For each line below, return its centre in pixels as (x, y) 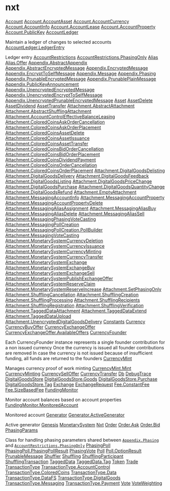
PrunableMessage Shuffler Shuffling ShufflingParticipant (64, 456)
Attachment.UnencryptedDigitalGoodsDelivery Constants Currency (75, 321)
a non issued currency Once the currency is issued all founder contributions (85, 347)
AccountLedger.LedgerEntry (35, 47)
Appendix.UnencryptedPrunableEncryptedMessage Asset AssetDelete (79, 100)
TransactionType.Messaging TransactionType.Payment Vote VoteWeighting (84, 483)
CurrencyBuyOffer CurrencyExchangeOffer (50, 327)
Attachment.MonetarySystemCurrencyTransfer (54, 257)
